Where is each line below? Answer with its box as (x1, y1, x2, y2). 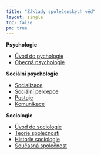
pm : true (6, 25, 28, 31)
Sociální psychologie (6, 70, 59, 77)
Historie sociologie (14, 136, 60, 143)
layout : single (6, 14, 43, 20)
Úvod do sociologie (14, 123, 62, 130)
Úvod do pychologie (14, 52, 64, 60)
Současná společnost (14, 142, 68, 149)
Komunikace (14, 101, 45, 108)
